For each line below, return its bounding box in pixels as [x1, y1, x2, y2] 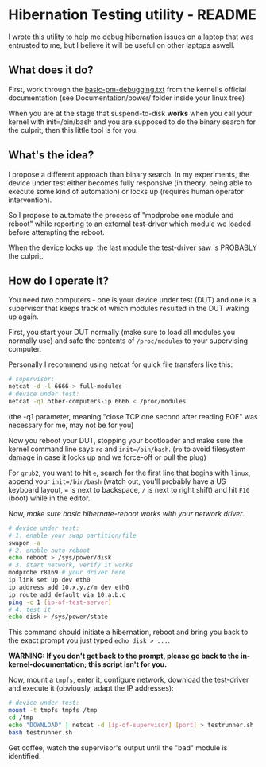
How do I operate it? [8, 274, 110, 287]
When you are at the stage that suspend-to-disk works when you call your [8, 108, 253, 118]
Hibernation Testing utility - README [8, 6, 256, 24]
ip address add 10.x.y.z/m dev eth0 [8, 583, 129, 591]
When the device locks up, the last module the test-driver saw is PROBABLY [8, 243, 257, 252]
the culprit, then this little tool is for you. [8, 125, 138, 134]
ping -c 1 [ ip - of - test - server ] [8, 598, 112, 606]
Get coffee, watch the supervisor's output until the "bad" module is [8, 742, 228, 753]
